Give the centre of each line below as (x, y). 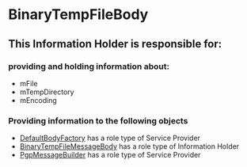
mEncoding (38, 100)
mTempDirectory (47, 92)
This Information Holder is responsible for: (115, 44)
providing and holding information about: (89, 66)
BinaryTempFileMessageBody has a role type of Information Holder (129, 146)
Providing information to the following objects (98, 120)
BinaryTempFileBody (78, 15)
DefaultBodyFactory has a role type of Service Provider (110, 138)
